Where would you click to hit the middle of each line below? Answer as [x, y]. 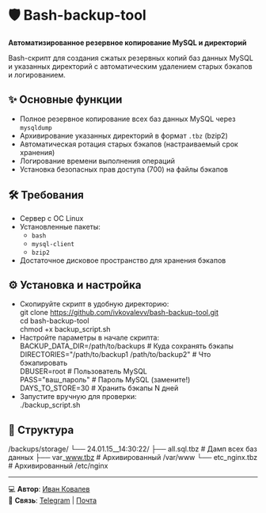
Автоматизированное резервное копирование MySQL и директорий [127, 42]
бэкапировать [44, 363]
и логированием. [37, 74]
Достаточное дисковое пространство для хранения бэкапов [123, 260]
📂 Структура [41, 429]
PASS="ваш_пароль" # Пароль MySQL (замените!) [105, 380]
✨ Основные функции [65, 100]
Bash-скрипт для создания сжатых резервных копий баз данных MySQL [131, 58]
